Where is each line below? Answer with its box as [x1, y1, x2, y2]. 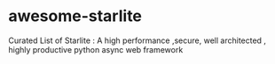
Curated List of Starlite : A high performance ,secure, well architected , [8, 35, 267, 46]
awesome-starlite [8, 6, 143, 26]
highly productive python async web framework [8, 44, 184, 54]
